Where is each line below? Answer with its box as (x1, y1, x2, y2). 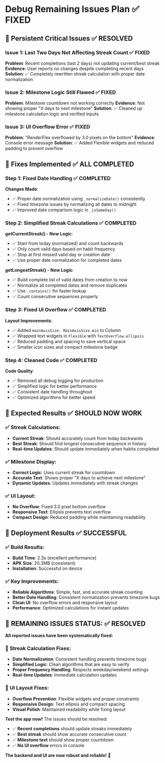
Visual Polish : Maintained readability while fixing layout (12, 706, 126, 712)
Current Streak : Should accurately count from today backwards (12, 435, 143, 441)
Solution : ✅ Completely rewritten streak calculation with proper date (5, 71, 145, 76)
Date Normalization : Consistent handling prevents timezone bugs (12, 656, 147, 662)
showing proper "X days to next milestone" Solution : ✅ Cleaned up (5, 105, 143, 111)
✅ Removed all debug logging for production (12, 378, 104, 383)
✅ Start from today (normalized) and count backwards (12, 240, 123, 246)
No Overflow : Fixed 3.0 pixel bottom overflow (12, 504, 106, 510)
